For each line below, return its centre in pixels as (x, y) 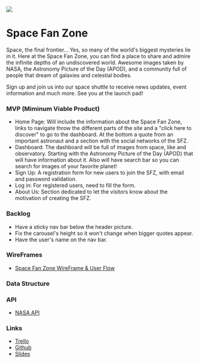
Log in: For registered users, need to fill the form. (75, 186)
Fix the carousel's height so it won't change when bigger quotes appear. (104, 233)
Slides (22, 354)
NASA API (27, 313)
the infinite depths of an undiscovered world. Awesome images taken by (95, 62)
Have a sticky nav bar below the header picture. (74, 226)
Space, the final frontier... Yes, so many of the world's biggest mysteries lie (99, 50)
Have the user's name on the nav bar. (61, 240)
